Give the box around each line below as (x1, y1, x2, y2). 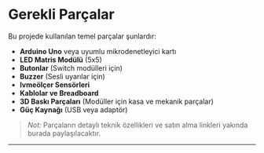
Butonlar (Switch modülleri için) (19, 63, 123, 72)
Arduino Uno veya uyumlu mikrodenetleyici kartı (19, 46, 177, 56)
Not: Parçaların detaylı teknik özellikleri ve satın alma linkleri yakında (27, 120, 248, 129)
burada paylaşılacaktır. (27, 128, 101, 138)
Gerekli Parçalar (8, 5, 115, 24)
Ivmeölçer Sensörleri (19, 80, 90, 89)
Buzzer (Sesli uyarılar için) (19, 71, 106, 81)
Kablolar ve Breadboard (19, 88, 99, 97)
